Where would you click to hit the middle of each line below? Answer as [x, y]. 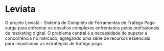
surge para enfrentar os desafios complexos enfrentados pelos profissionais [82, 27]
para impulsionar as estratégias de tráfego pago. [54, 43]
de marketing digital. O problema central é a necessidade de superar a [76, 33]
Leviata [20, 9]
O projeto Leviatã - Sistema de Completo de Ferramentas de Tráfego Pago [80, 23]
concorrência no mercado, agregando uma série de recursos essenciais [78, 38]
